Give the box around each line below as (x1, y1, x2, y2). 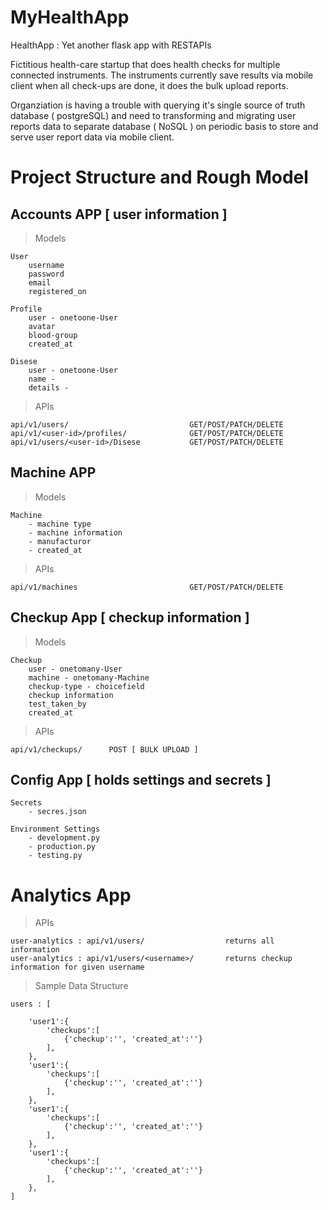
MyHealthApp (10, 6, 130, 29)
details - (28, 382, 70, 393)
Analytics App (10, 884, 132, 906)
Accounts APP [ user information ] (10, 206, 228, 223)
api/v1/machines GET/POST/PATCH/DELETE (10, 582, 284, 592)
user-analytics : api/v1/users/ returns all (10, 936, 275, 946)
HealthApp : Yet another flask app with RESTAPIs (10, 39, 212, 51)
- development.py (28, 833, 101, 843)
